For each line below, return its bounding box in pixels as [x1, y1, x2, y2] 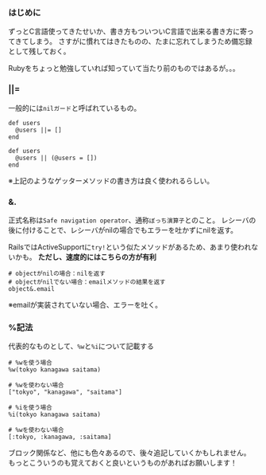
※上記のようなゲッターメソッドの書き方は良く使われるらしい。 [8, 175, 214, 185]
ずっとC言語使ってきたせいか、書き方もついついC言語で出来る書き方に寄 [8, 26, 248, 37]
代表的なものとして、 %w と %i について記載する [8, 341, 155, 351]
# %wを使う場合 [8, 359, 53, 367]
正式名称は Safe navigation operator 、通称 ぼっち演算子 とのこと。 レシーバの [8, 215, 256, 225]
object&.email [8, 285, 56, 292]
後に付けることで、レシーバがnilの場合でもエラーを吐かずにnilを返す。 [8, 225, 238, 234]
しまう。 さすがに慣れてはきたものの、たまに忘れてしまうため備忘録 [29, 37, 253, 46]
